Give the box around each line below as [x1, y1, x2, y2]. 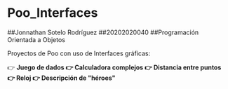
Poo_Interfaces [7, 5, 98, 21]
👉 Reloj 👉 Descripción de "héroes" [7, 74, 116, 82]
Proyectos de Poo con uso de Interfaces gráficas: [7, 49, 151, 57]
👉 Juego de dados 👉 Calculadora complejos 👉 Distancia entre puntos [7, 63, 222, 71]
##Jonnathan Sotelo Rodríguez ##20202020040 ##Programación [7, 28, 199, 36]
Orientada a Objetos [7, 35, 65, 43]
